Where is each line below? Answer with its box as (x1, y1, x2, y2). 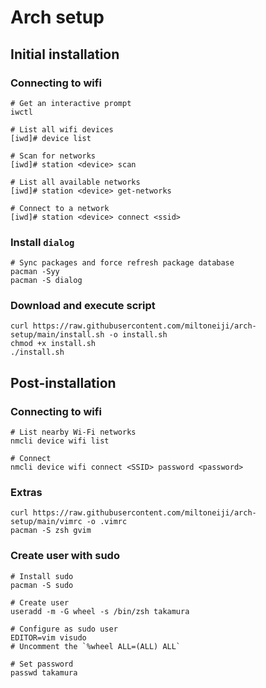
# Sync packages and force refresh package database (10, 258, 235, 268)
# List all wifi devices (10, 124, 114, 135)
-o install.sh (108, 330, 168, 340)
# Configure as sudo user (10, 624, 118, 634)
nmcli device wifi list (10, 436, 110, 446)
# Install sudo (10, 571, 74, 581)
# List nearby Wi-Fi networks (10, 427, 137, 438)
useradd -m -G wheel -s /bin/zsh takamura (10, 606, 190, 616)
